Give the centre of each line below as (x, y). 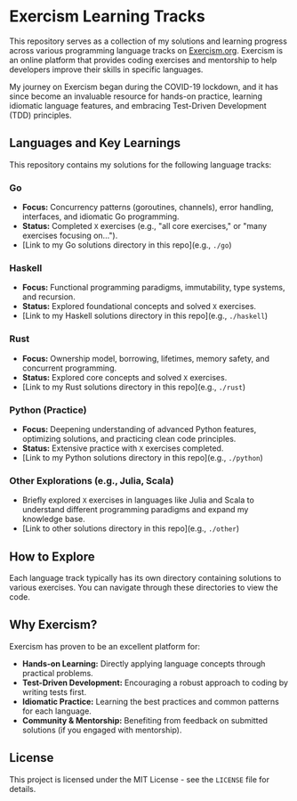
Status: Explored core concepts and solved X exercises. (124, 377)
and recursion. (48, 297)
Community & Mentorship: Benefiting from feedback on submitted (145, 720)
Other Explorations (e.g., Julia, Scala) (92, 480)
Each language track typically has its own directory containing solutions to (145, 578)
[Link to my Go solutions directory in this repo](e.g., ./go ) (127, 245)
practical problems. (57, 673)
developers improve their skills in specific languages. (106, 69)
